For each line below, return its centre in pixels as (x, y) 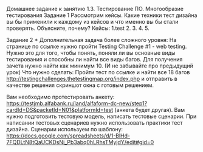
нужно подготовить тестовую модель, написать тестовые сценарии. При (101, 116)
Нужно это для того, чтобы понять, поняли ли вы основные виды (91, 53)
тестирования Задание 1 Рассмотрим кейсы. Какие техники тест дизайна (102, 15)
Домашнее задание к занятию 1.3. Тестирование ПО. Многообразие (95, 9)
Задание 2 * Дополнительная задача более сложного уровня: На (91, 40)
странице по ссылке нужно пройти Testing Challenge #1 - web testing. (97, 46)
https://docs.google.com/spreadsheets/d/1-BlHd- (68, 136)
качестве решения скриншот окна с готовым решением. (80, 85)
